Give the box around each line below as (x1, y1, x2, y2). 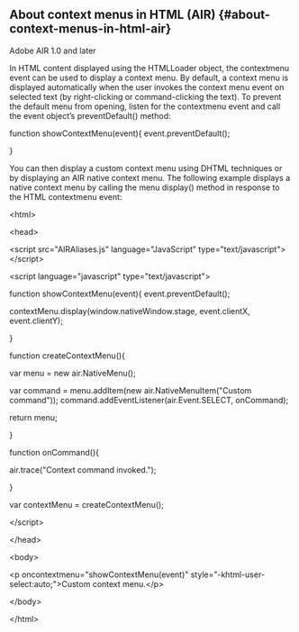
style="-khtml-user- (190, 569, 266, 580)
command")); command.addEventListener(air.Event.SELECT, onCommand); (9, 394, 289, 405)
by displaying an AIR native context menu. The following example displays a (9, 172, 291, 183)
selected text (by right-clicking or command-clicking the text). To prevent (9, 91, 282, 102)
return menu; (9, 411, 58, 422)
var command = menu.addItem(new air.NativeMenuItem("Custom (9, 384, 252, 395)
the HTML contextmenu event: (9, 191, 122, 202)
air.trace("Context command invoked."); (9, 464, 157, 475)
